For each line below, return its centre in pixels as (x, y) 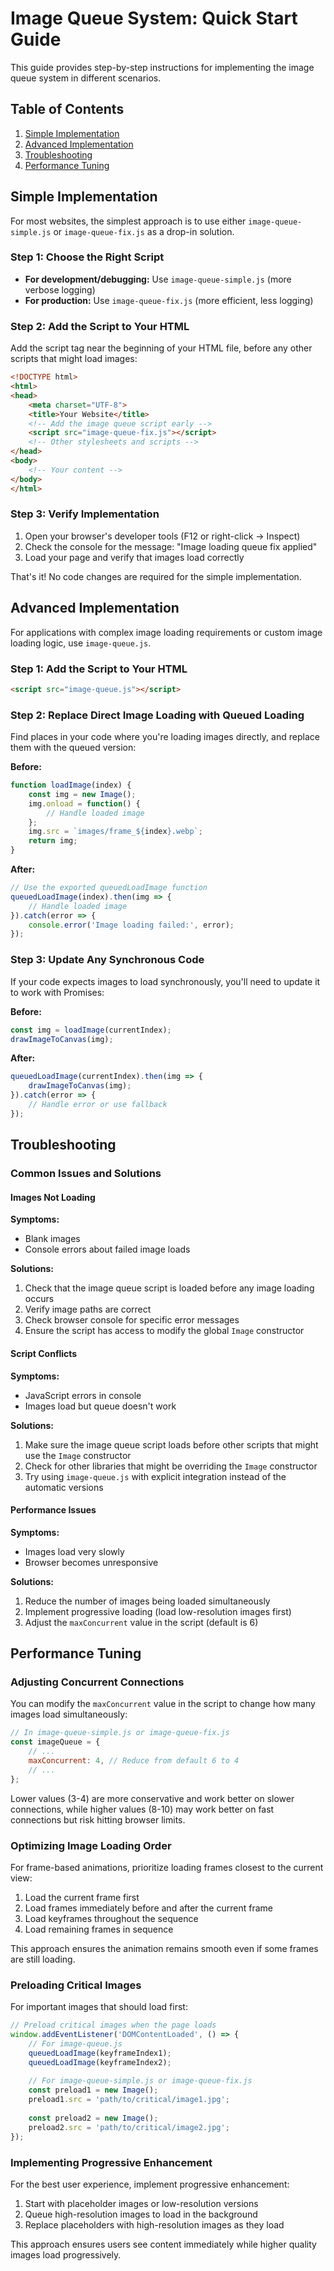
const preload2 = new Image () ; (93, 2118)
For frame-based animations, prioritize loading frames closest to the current (167, 1867)
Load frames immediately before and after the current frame (148, 1908)
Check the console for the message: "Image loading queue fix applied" (171, 546)
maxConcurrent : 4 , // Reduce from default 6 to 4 (134, 1761)
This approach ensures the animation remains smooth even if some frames (164, 1948)
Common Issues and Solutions (86, 1174)
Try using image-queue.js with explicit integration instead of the (155, 1476)
